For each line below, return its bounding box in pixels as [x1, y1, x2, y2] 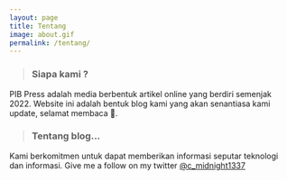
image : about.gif [9, 30, 75, 39]
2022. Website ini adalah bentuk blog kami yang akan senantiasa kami [9, 98, 271, 109]
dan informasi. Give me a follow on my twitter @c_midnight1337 [9, 159, 246, 171]
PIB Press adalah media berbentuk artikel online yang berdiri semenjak [9, 88, 273, 99]
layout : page [9, 13, 59, 22]
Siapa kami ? [31, 68, 88, 81]
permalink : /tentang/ [9, 38, 91, 48]
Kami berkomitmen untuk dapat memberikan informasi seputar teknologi [9, 150, 279, 161]
